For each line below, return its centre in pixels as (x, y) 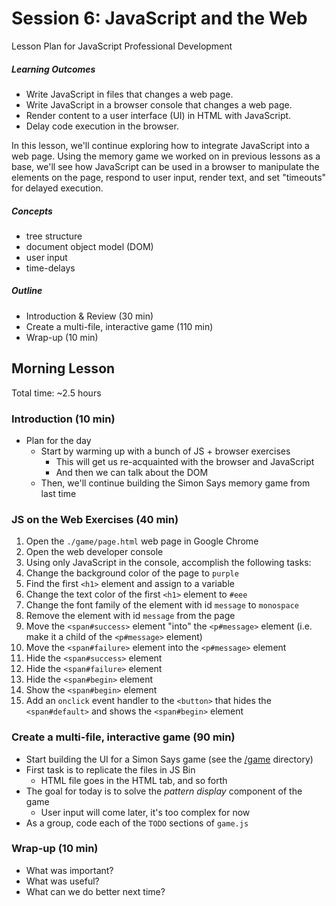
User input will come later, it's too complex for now (145, 812)
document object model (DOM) (89, 246)
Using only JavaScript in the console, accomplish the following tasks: (168, 563)
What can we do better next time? (95, 891)
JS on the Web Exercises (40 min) (95, 519)
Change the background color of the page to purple (132, 573)
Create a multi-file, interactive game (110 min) (119, 326)
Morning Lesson (63, 368)
